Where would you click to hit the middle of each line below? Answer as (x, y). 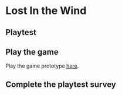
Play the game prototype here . (42, 66)
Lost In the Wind (46, 11)
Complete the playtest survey (61, 84)
